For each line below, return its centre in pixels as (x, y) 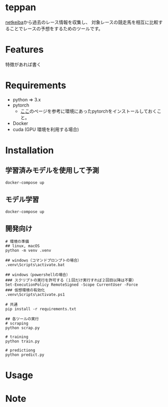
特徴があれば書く (23, 64)
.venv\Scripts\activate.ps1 (35, 295)
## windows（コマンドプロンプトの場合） (43, 261)
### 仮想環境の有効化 (25, 290)
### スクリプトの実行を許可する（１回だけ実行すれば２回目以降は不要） (71, 281)
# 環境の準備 (17, 242)
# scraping (17, 324)
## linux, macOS (22, 246)
